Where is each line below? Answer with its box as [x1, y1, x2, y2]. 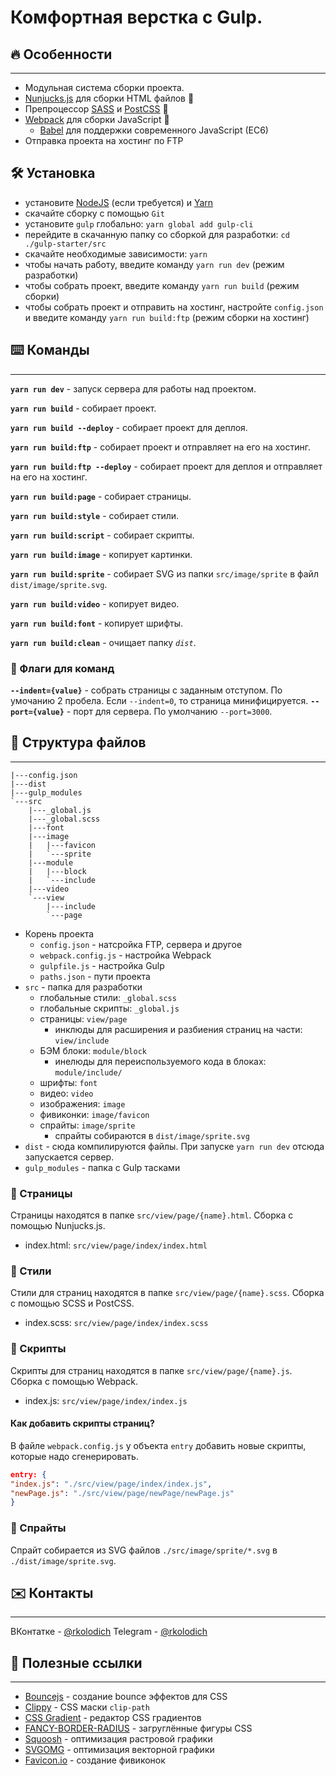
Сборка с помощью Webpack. [10, 1375, 139, 1387]
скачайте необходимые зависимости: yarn [24, 247, 208, 260]
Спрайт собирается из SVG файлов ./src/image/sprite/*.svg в [10, 1544, 278, 1556]
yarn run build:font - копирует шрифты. [10, 617, 184, 629]
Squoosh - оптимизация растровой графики [24, 1733, 213, 1745]
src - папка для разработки [24, 981, 143, 993]
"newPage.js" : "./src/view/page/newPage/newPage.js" [10, 1488, 235, 1498]
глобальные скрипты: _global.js [39, 1002, 180, 1014]
